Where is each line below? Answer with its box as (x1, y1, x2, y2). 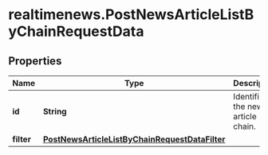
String (42, 106, 67, 117)
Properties (8, 54, 62, 68)
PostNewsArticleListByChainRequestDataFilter (42, 134, 226, 145)
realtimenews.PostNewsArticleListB (8, 6, 254, 24)
